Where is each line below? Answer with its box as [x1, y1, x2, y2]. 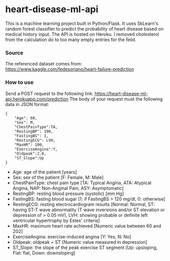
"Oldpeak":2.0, [14, 151, 47, 156]
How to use [5, 79, 34, 86]
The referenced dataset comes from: [5, 61, 82, 67]
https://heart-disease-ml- [94, 90, 148, 96]
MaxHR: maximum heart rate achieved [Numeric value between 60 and [12, 222, 161, 229]
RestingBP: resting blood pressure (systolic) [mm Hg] [12, 190, 124, 197]
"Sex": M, [14, 120, 36, 125]
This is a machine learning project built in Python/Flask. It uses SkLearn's [5, 20, 159, 26]
